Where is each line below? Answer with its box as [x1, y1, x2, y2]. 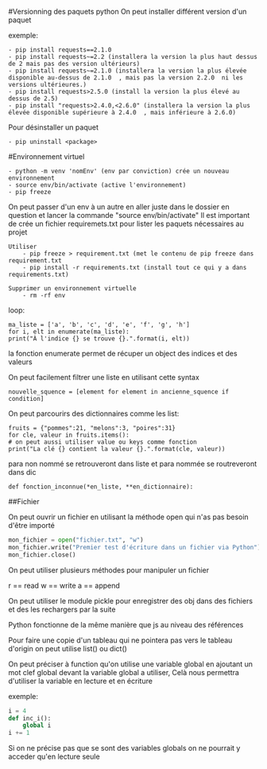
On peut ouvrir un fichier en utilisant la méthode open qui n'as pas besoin [8, 512, 249, 522]
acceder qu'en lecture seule [8, 752, 101, 762]
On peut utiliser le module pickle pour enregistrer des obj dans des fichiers [8, 596, 253, 605]
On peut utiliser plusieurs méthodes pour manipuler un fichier [8, 565, 210, 575]
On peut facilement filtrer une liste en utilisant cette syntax [8, 373, 200, 382]
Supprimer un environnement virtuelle [8, 285, 137, 293]
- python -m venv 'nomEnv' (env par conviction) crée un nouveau [8, 167, 229, 175]
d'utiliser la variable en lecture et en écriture [8, 676, 153, 685]
